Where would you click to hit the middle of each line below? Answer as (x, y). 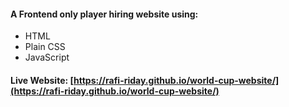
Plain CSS (45, 47)
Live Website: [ (42, 80)
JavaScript (47, 57)
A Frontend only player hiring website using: (104, 14)
